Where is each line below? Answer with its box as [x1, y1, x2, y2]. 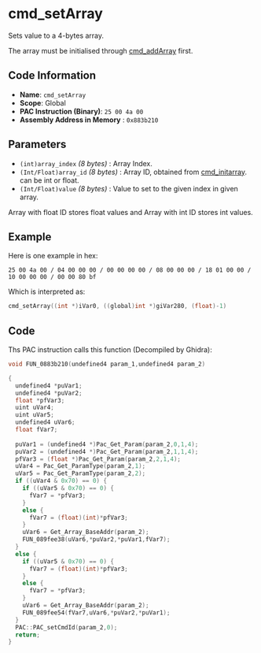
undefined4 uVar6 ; [15, 418, 76, 426]
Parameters [8, 138, 67, 151]
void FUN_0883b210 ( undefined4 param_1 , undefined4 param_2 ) [8, 360, 206, 369]
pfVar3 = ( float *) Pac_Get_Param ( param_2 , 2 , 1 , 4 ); [15, 455, 181, 463]
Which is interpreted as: [8, 287, 86, 296]
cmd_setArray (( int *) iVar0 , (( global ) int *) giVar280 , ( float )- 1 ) [8, 302, 227, 310]
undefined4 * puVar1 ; [15, 381, 83, 390]
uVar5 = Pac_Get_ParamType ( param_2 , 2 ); [15, 469, 146, 477]
